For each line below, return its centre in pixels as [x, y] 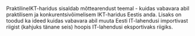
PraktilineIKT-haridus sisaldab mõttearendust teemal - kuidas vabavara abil [98, 8]
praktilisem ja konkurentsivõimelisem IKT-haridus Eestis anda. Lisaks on [94, 15]
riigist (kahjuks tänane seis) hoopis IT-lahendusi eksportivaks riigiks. [89, 27]
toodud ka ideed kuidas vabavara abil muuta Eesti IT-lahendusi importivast [97, 21]
